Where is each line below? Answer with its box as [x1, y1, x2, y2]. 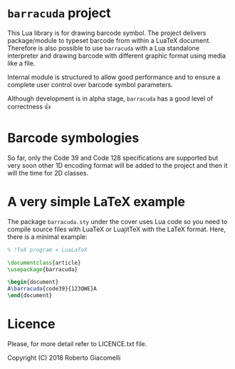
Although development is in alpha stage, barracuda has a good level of [7, 94, 214, 103]
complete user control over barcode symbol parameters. [7, 80, 173, 89]
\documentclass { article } [7, 259, 81, 266]
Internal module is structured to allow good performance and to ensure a [7, 73, 221, 81]
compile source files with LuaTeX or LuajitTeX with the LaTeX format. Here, [7, 225, 226, 233]
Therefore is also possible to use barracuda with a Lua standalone [7, 44, 200, 52]
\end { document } [7, 292, 53, 299]
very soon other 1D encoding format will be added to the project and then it [7, 161, 228, 169]
